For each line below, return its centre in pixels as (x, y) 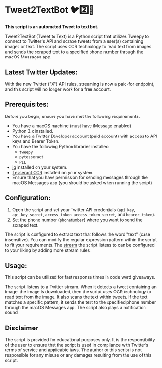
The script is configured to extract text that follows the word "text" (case (78, 234)
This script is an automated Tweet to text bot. (52, 27)
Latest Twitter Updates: (41, 72)
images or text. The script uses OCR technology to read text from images (78, 46)
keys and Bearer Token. (36, 141)
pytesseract (31, 157)
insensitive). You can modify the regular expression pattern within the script (81, 240)
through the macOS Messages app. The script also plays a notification (75, 308)
